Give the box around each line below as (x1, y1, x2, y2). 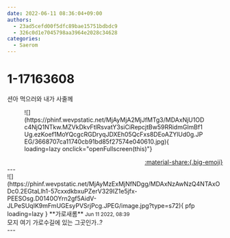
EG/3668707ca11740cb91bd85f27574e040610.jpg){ (24, 137, 170, 146)
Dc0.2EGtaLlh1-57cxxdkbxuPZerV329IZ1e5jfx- (7, 187, 138, 195)
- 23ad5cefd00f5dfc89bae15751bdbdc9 (13, 23, 118, 29)
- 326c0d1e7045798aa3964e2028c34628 (13, 29, 118, 36)
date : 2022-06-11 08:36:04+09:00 (7, 10, 103, 17)
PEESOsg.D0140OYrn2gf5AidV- (7, 194, 97, 202)
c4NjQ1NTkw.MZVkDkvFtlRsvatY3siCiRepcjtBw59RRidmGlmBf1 (24, 122, 203, 131)
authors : (7, 16, 32, 23)
